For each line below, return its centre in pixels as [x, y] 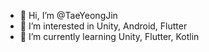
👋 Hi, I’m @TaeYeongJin [68, 15]
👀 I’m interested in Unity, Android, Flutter [103, 26]
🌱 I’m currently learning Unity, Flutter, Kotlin [109, 36]
